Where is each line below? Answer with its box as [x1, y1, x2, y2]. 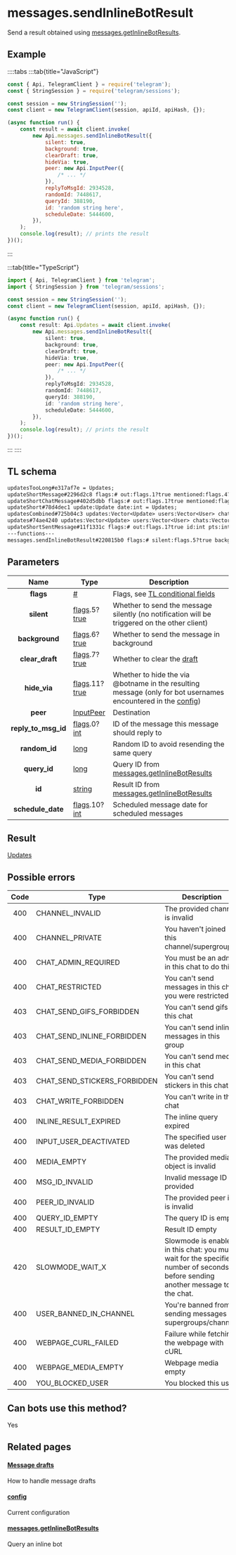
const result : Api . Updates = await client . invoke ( [20, 322, 171, 329]
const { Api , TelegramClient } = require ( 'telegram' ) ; [7, 81, 171, 88]
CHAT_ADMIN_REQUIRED [36, 958, 121, 968]
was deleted [164, 1141, 205, 1151]
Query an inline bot [7, 1540, 63, 1548]
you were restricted [164, 991, 229, 1001]
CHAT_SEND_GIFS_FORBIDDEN [36, 1007, 140, 1017]
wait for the [164, 1254, 202, 1263]
